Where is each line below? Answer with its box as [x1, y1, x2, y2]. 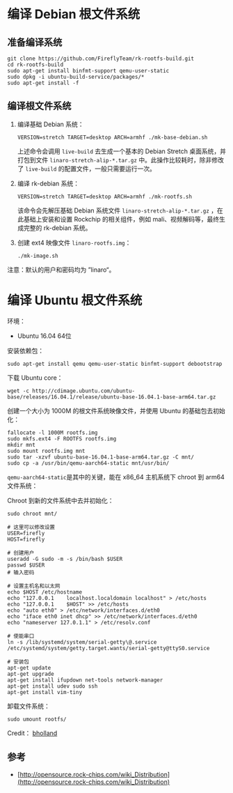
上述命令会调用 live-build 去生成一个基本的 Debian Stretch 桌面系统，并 [17, 147, 226, 155]
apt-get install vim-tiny [7, 688, 82, 695]
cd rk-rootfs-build [7, 61, 64, 68]
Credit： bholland [7, 729, 58, 737]
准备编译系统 [7, 36, 63, 48]
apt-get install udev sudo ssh [7, 682, 98, 690]
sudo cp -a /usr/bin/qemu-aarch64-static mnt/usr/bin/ [7, 459, 170, 467]
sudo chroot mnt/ [7, 510, 58, 517]
